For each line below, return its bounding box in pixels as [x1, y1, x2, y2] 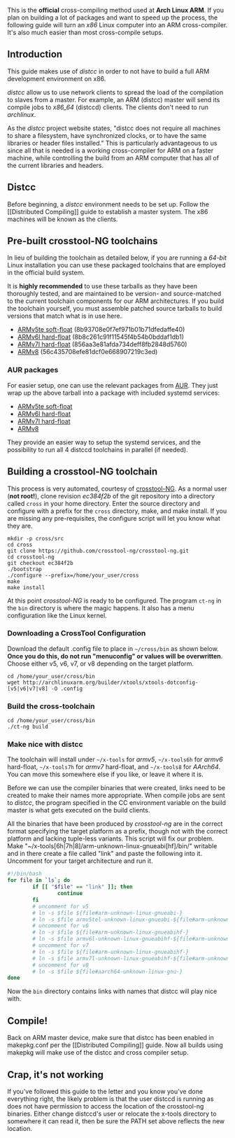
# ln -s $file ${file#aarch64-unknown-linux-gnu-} [32, 968, 183, 975]
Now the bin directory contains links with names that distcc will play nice [7, 987, 218, 996]
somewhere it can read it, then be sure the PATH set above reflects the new [7, 1116, 225, 1125]
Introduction [7, 48, 63, 60]
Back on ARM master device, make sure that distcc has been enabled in [7, 1034, 215, 1042]
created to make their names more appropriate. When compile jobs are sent [7, 791, 225, 800]
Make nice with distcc [7, 740, 83, 750]
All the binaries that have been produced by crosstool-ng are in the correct [7, 820, 223, 828]
